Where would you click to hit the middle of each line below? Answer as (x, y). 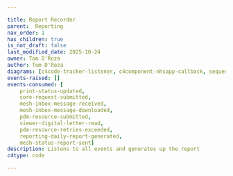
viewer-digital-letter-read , (62, 123)
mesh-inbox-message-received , (63, 104)
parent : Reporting (35, 26)
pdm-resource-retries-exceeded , (66, 129)
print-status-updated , (52, 91)
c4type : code (26, 156)
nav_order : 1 (26, 33)
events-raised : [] (34, 78)
